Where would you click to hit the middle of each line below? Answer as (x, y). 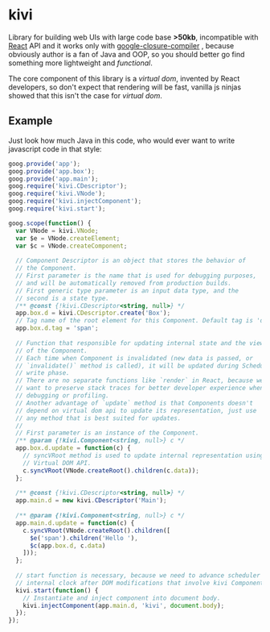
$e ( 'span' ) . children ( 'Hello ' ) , (84, 538)
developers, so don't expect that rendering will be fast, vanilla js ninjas (125, 87)
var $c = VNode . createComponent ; (72, 246)
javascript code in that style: (55, 149)
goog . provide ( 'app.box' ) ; (51, 171)
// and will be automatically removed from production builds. (123, 283)
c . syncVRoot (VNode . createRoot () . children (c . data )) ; (111, 470)
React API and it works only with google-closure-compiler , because (121, 45)
